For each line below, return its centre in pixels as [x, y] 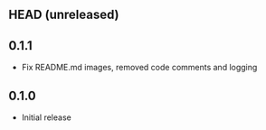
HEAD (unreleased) [64, 15]
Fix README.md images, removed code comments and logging [139, 68]
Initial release [46, 117]
